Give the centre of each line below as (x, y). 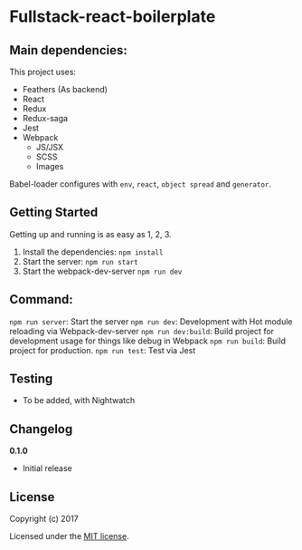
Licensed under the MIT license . (69, 536)
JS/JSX (50, 147)
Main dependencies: (69, 50)
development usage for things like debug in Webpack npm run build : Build (148, 341)
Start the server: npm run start (80, 261)
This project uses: (43, 72)
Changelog (41, 429)
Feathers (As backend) (65, 89)
